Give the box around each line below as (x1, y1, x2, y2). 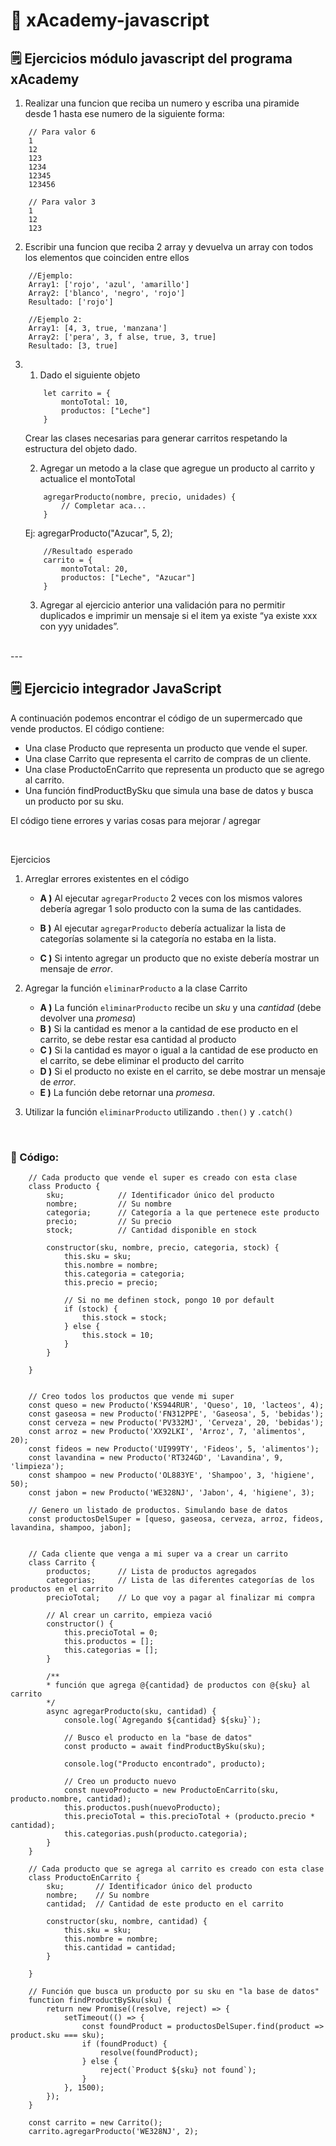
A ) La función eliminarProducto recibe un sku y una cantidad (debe (39, 1001, 322, 1013)
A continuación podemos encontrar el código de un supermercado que (10, 712, 303, 724)
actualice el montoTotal (39, 473, 136, 484)
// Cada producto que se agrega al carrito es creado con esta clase (28, 1864, 325, 1874)
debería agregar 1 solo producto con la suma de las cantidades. (39, 902, 302, 914)
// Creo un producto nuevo (63, 1777, 177, 1787)
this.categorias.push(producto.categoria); (63, 1829, 248, 1839)
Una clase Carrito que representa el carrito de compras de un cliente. (24, 752, 312, 764)
